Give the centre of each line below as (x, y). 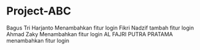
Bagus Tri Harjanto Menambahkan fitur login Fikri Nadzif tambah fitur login (100, 28)
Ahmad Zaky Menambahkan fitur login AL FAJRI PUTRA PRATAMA (90, 34)
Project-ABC (39, 11)
